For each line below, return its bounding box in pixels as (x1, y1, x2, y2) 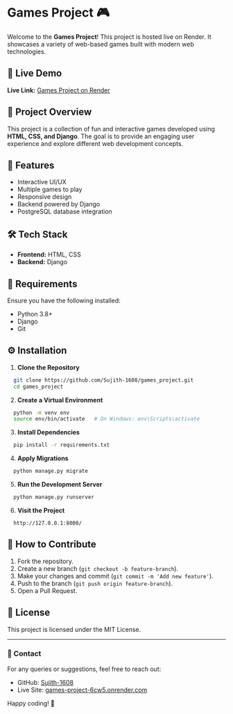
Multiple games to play (17, 185, 83, 194)
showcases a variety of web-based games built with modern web (7, 40, 194, 48)
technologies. (7, 47, 46, 56)
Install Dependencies (17, 428, 80, 437)
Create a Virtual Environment (17, 396, 103, 404)
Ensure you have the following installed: (7, 296, 121, 305)
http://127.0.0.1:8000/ (13, 519, 82, 526)
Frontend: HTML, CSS (17, 250, 82, 259)
